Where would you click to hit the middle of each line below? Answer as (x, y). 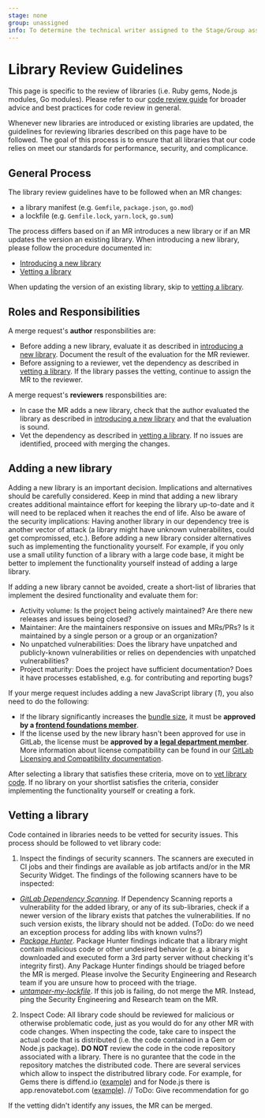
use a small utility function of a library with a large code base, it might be (126, 554)
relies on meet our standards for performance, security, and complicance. (128, 148)
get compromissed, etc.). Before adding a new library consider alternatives (130, 538)
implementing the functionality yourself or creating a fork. (102, 790)
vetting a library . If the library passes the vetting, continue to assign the (135, 371)
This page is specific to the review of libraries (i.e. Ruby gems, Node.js (123, 91)
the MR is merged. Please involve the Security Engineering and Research (138, 974)
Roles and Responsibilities (74, 311)
